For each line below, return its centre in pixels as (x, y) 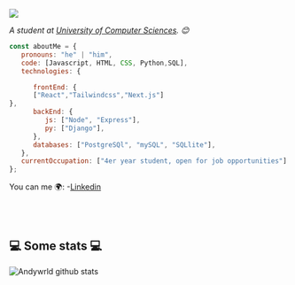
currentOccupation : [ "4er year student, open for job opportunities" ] (154, 161)
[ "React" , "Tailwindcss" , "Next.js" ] (98, 96)
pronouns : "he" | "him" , (67, 54)
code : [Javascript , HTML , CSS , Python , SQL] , (105, 63)
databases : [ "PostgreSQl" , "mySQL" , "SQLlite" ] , (124, 145)
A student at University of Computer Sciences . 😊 (99, 30)
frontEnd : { (54, 87)
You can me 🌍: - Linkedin (55, 187)
